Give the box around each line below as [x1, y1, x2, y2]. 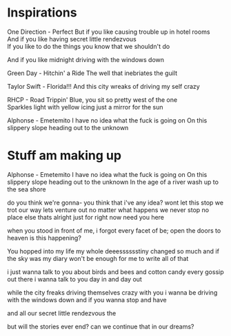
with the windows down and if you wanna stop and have [7, 295, 167, 304]
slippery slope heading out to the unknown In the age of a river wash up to [7, 178, 219, 186]
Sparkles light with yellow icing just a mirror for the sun [7, 103, 163, 111]
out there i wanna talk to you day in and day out [7, 275, 143, 283]
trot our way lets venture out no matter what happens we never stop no [7, 205, 209, 214]
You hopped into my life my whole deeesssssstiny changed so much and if [7, 246, 219, 255]
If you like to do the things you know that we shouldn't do [7, 42, 170, 50]
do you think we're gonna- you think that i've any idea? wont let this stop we [7, 198, 224, 207]
